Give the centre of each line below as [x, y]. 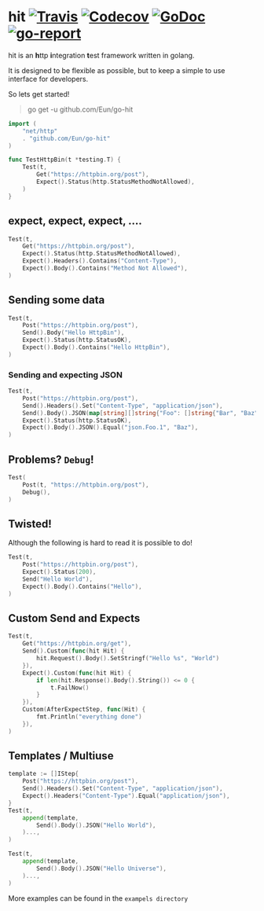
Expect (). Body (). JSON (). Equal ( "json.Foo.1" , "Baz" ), [110, 428]
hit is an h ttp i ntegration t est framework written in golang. [101, 55]
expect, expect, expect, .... [75, 221]
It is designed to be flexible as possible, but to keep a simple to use [117, 70]
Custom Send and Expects [74, 618]
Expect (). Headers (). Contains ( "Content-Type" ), [100, 261]
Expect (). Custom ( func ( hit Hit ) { [77, 673]
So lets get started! [39, 94]
